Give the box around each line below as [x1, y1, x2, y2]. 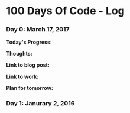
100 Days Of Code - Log [6, 4, 125, 18]
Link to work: [6, 73, 39, 80]
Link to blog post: [6, 62, 50, 69]
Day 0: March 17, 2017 [6, 25, 70, 34]
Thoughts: [6, 50, 32, 57]
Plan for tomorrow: [6, 85, 53, 92]
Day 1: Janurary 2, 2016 [6, 99, 75, 108]
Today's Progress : [6, 38, 52, 46]
